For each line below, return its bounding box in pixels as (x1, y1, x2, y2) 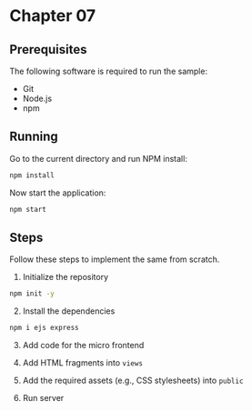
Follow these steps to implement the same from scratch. (9, 254, 220, 265)
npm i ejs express (9, 324, 79, 333)
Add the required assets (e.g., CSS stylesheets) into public (22, 375, 244, 386)
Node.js (22, 93, 53, 104)
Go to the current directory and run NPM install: (9, 153, 188, 164)
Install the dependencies (22, 306, 116, 316)
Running (9, 129, 59, 145)
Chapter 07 (9, 5, 96, 26)
